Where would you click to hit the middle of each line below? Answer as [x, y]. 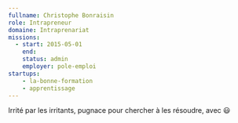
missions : [24, 37]
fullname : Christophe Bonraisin [61, 15]
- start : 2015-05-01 [49, 45]
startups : [24, 74]
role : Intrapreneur [40, 23]
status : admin [45, 60]
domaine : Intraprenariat [49, 30]
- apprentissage [49, 88]
